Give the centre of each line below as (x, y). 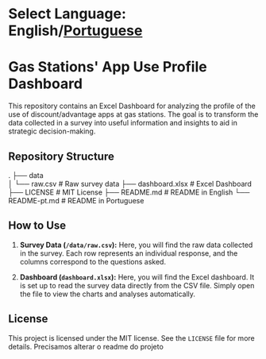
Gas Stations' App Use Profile (108, 67)
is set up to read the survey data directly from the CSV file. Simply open (137, 285)
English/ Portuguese (75, 31)
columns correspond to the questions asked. (93, 261)
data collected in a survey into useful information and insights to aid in (123, 123)
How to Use (37, 226)
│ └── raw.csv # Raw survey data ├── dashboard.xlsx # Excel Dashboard (130, 183)
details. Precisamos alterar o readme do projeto (86, 346)
